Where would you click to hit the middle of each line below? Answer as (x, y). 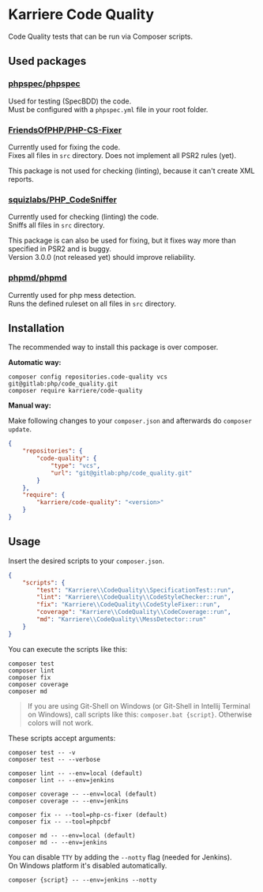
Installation (36, 328)
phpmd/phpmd (38, 278)
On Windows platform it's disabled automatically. (88, 865)
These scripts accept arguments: (62, 738)
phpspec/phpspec (44, 84)
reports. (21, 179)
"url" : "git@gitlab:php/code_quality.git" (121, 473)
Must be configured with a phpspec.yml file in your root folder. (108, 109)
